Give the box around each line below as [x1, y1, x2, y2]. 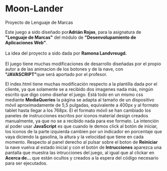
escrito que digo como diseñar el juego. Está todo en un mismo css [5, 91, 144, 97]
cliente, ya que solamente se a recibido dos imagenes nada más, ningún [5, 86, 154, 92]
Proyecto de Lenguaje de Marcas [5, 19, 73, 25]
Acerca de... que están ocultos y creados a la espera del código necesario [5, 155, 159, 161]
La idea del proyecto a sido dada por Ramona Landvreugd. [5, 50, 127, 56]
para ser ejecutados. [5, 160, 48, 166]
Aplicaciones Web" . [5, 39, 47, 45]
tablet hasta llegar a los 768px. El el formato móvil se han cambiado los [5, 107, 151, 113]
